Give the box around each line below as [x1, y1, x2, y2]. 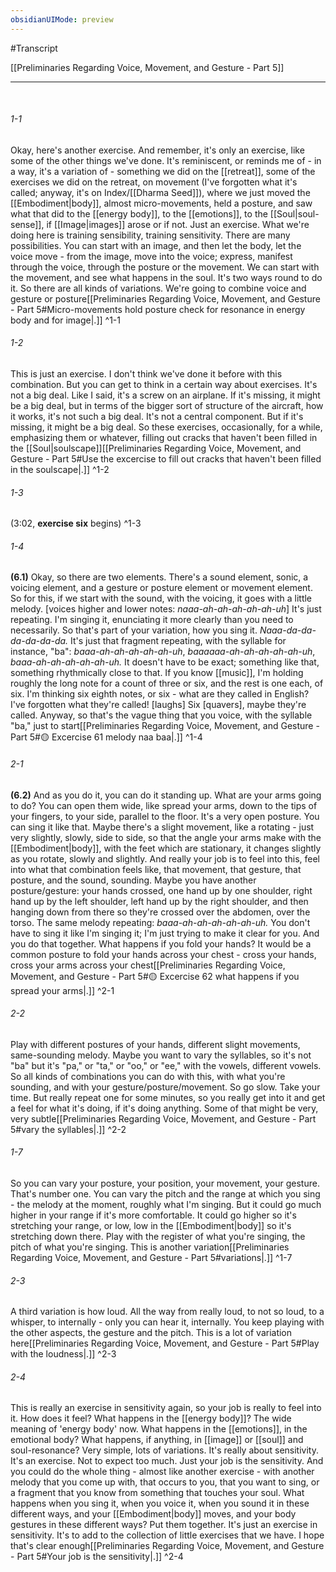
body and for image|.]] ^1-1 [10, 314, 121, 326]
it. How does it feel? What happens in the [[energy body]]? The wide [10, 1412, 292, 1425]
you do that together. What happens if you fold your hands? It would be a [10, 937, 312, 950]
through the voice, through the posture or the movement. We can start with [10, 261, 320, 273]
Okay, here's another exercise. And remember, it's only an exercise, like [10, 144, 305, 156]
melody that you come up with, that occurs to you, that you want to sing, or [10, 1476, 320, 1488]
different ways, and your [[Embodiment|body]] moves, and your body [10, 1508, 297, 1520]
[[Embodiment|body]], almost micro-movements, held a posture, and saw [10, 197, 313, 209]
